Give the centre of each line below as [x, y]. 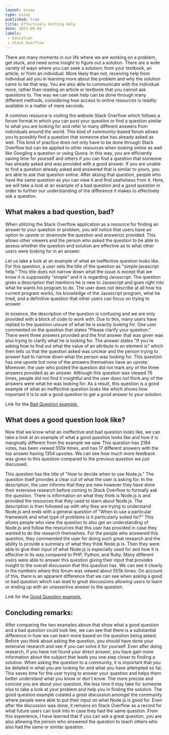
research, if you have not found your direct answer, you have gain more [79, 652]
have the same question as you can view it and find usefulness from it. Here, [85, 180]
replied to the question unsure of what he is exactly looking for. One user [81, 324]
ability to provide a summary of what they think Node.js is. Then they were [82, 544]
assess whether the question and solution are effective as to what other [80, 245]
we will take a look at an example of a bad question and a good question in [83, 185]
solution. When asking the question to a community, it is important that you [83, 663]
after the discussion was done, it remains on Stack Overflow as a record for [84, 706]
